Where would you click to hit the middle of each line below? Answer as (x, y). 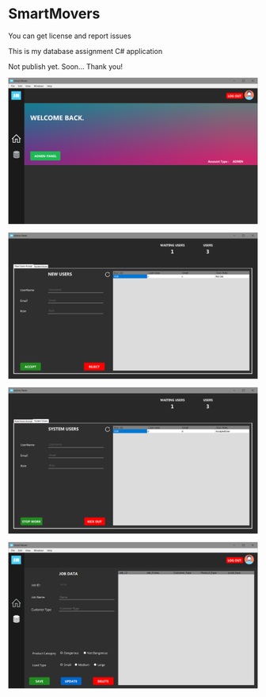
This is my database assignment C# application (85, 51)
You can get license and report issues (70, 36)
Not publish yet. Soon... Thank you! (66, 66)
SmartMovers (54, 14)
